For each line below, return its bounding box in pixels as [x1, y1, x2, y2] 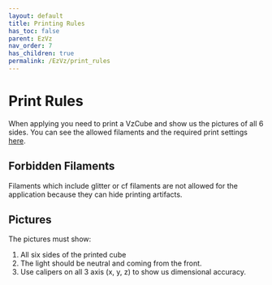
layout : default [8, 11, 63, 20]
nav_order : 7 [8, 42, 53, 50]
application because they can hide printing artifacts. [8, 189, 183, 199]
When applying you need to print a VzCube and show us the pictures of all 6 [8, 118, 264, 128]
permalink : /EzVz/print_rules [8, 57, 111, 66]
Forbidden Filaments [8, 160, 115, 173]
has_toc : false [8, 27, 60, 35]
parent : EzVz [8, 34, 53, 43]
